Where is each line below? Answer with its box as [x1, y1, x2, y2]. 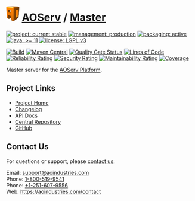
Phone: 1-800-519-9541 [6, 175, 64, 183]
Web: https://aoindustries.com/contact [6, 188, 101, 195]
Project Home [14, 99, 49, 106]
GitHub [14, 124, 33, 131]
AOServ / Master [21, 11, 106, 24]
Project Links [6, 83, 56, 93]
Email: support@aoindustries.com [6, 169, 89, 176]
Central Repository [14, 118, 61, 125]
